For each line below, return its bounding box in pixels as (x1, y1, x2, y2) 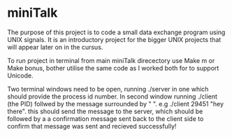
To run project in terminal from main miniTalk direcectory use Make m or (7, 56, 215, 64)
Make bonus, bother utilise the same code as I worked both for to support (7, 64, 219, 72)
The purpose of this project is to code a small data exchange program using (7, 28, 226, 36)
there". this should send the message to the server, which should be (7, 107, 203, 115)
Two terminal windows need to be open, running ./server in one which (7, 85, 209, 93)
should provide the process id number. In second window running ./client (7, 92, 218, 101)
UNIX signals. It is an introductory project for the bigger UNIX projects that (7, 35, 222, 43)
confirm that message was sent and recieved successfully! (7, 122, 177, 130)
